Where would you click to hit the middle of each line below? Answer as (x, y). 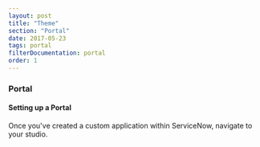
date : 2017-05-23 (37, 38)
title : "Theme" (34, 23)
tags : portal (30, 46)
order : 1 (23, 61)
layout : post (30, 16)
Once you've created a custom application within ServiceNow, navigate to (130, 126)
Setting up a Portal (40, 108)
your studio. (28, 134)
